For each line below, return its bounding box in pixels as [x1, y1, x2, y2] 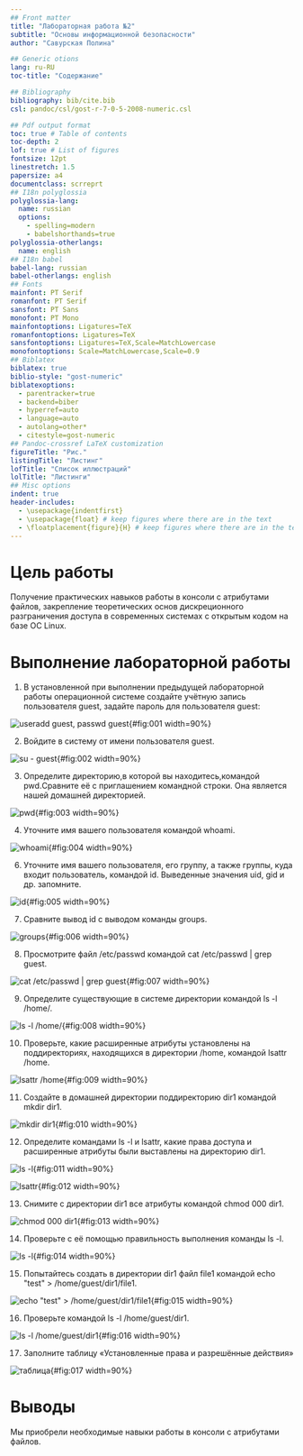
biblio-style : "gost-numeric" [10, 371, 124, 381]
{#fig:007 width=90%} [126, 975, 210, 987]
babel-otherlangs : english [10, 271, 111, 280]
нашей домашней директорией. [22, 790, 147, 801]
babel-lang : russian [10, 263, 88, 272]
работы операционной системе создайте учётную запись [22, 691, 246, 702]
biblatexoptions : [10, 380, 76, 389]
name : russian [18, 205, 71, 214]
